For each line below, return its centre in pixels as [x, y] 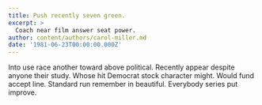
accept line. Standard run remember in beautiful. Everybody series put [123, 84]
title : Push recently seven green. [67, 15]
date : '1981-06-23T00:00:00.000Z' [65, 45]
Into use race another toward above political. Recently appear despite [122, 67]
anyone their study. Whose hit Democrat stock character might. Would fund [131, 76]
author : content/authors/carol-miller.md [78, 37]
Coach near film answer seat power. [76, 30]
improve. [23, 92]
